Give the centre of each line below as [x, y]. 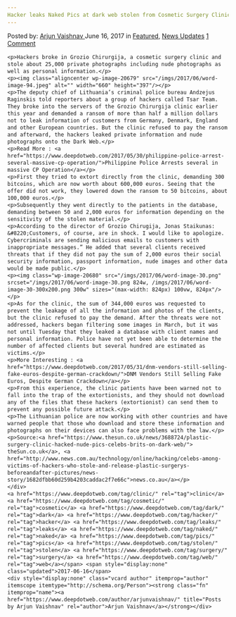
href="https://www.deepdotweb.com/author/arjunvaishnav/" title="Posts [114, 599]
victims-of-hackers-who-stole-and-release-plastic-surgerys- [99, 466]
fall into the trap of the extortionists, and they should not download [116, 395]
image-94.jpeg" [29, 85]
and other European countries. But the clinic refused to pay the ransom [118, 127]
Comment [22, 43]
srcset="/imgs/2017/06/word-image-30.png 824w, [78, 282]
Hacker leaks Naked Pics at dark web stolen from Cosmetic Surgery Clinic [119, 15]
